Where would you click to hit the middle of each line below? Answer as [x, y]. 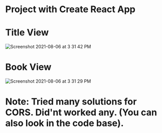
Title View [27, 33]
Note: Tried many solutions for [71, 102]
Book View [29, 67]
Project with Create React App [71, 9]
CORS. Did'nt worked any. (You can [81, 112]
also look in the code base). [64, 123]
